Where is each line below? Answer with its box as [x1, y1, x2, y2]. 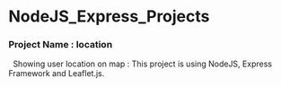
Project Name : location [8, 39, 113, 51]
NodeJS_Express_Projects [8, 6, 210, 27]
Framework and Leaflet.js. [8, 68, 105, 79]
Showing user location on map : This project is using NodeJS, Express [12, 58, 273, 69]
